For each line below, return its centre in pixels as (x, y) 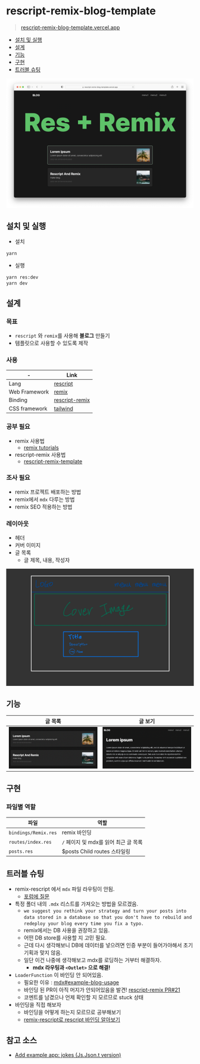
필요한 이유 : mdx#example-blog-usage (71, 982)
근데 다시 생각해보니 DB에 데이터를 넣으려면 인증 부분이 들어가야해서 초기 (108, 946)
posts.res (21, 852)
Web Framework (29, 392)
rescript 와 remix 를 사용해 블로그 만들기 (62, 335)
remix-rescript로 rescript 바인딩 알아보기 (72, 1020)
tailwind (63, 408)
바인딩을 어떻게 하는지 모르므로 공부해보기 (72, 1012)
